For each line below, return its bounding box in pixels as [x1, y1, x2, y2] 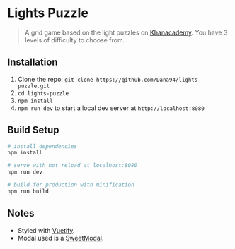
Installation [7, 56, 58, 68]
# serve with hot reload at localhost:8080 [7, 162, 138, 169]
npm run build [7, 188, 50, 195]
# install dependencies [7, 142, 78, 150]
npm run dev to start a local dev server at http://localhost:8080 [17, 104, 205, 112]
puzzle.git [17, 83, 50, 90]
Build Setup [7, 124, 59, 136]
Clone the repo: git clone [17, 75, 93, 83]
